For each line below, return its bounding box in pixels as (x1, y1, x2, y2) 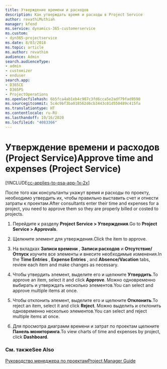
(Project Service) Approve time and (5, 152, 153, 164)
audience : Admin (5, 54, 39, 59)
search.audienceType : (5, 59, 51, 64)
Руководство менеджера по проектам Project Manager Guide (5, 357, 136, 363)
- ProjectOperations (5, 92, 49, 97)
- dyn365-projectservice (5, 36, 57, 41)
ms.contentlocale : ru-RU (5, 110, 57, 116)
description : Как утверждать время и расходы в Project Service (5, 12, 143, 17)
